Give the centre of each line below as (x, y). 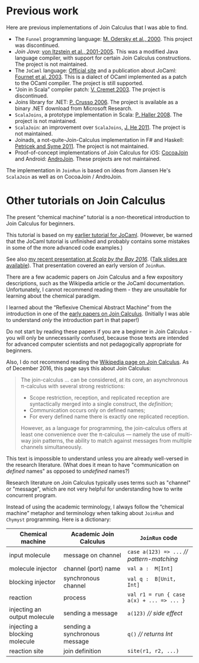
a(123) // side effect (155, 613)
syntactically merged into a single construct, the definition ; (101, 404)
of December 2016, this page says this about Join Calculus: (78, 368)
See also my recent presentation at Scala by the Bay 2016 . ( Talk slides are (97, 259)
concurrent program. (32, 495)
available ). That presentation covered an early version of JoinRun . (86, 265)
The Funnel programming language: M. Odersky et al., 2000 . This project (103, 39)
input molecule (30, 555)
